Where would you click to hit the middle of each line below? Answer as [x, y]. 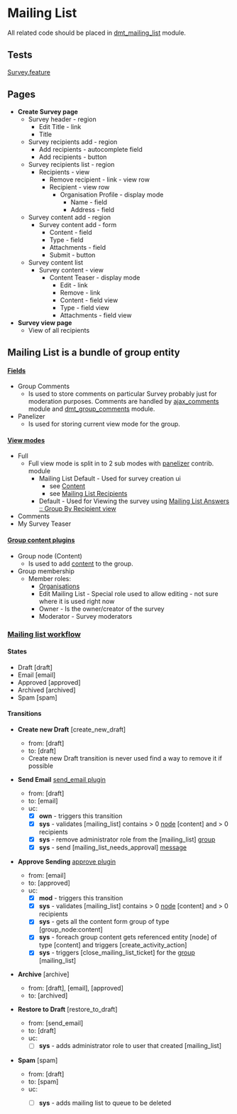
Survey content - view [71, 270]
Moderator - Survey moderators [86, 616]
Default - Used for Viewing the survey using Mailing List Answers [134, 501]
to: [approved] [49, 883]
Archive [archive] [43, 974]
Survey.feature [29, 72]
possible [40, 766]
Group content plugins [41, 540]
